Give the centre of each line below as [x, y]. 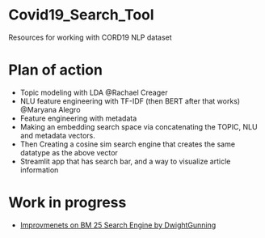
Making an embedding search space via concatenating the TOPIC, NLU [139, 126]
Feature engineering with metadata [78, 118]
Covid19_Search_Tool [82, 15]
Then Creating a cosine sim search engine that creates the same [128, 144]
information [39, 170]
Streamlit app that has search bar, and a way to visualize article [125, 161]
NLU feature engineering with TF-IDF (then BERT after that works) [130, 101]
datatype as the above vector [69, 152]
